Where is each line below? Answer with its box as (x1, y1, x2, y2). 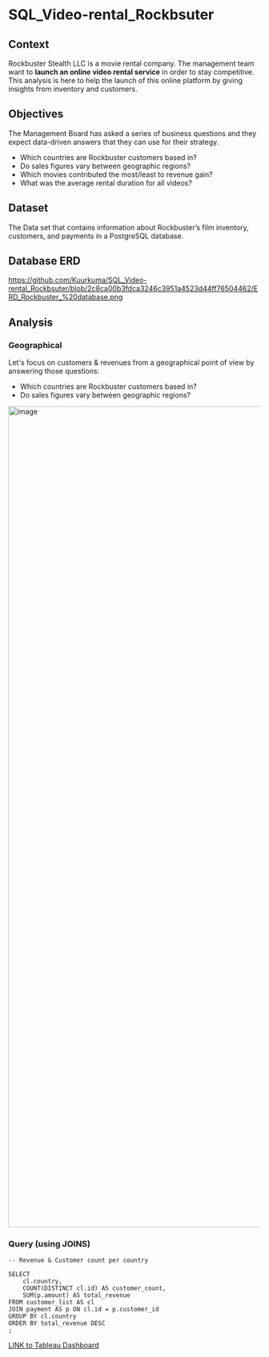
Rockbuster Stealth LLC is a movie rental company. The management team (8, 58, 255, 68)
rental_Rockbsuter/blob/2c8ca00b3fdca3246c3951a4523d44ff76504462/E (8, 284, 259, 294)
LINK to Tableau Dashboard (8, 1340, 99, 1350)
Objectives (8, 107, 64, 121)
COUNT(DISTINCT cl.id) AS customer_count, (22, 1284, 167, 1293)
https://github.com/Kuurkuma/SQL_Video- (8, 275, 147, 285)
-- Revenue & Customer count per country (8, 1256, 149, 1265)
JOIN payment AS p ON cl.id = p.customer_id (8, 1306, 159, 1314)
